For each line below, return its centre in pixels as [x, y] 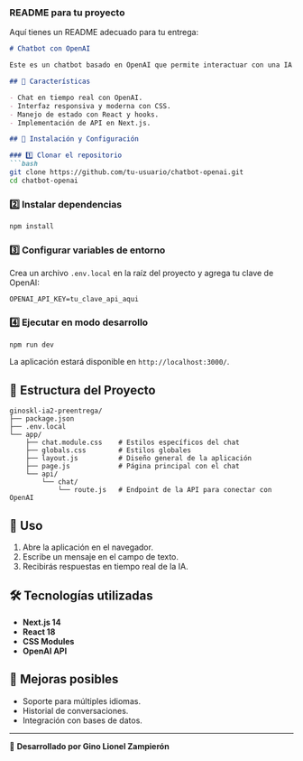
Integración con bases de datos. [82, 720]
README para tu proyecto [67, 13]
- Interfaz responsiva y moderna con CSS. [90, 106]
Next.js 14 [41, 622]
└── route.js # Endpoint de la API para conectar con [165, 490]
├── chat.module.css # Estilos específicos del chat [133, 443]
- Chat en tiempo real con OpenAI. [76, 97]
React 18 [39, 631]
